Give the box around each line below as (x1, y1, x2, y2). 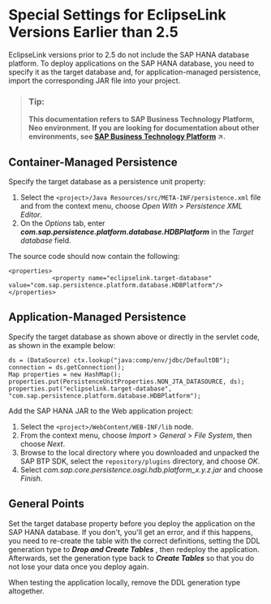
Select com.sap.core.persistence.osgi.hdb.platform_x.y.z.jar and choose (19, 464, 264, 474)
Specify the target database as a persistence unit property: (8, 177, 206, 187)
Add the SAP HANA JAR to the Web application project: (8, 406, 193, 416)
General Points (8, 497, 85, 511)
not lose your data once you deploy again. (8, 562, 149, 572)
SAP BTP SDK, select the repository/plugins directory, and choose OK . (19, 456, 260, 466)
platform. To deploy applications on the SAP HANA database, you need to (8, 58, 255, 68)
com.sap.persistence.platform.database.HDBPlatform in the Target (19, 227, 254, 237)
